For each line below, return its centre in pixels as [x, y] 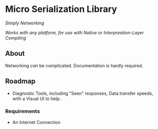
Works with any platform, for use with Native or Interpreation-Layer [75, 32]
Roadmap [20, 81]
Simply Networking [25, 23]
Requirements [23, 112]
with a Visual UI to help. [37, 99]
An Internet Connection [36, 122]
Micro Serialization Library [61, 9]
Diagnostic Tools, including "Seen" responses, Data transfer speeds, [83, 93]
